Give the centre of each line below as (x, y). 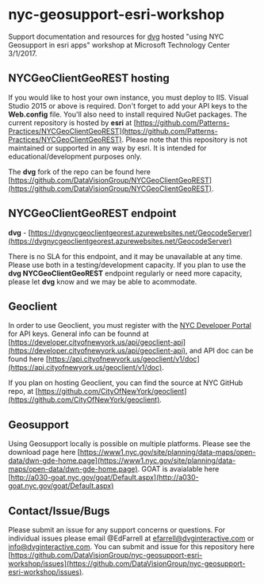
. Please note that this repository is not (184, 139)
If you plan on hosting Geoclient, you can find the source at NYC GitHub (126, 383)
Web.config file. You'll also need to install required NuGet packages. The (128, 114)
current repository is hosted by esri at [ (73, 122)
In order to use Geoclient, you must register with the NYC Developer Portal (130, 326)
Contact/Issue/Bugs (59, 511)
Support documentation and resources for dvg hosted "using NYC (116, 36)
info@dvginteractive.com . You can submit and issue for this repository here (132, 547)
